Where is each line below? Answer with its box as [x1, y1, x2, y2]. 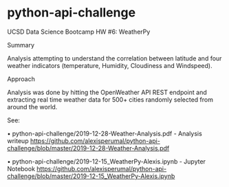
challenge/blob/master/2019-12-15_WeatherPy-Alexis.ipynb [7, 172, 175, 180]
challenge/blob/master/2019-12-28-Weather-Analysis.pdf [7, 144, 170, 152]
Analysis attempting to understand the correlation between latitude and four [7, 54, 222, 63]
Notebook [7, 164, 36, 173]
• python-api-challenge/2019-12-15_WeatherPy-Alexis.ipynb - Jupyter [7, 157, 206, 166]
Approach [7, 74, 36, 83]
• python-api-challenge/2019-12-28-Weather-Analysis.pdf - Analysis [7, 129, 203, 137]
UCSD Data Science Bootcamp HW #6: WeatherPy [7, 27, 151, 36]
